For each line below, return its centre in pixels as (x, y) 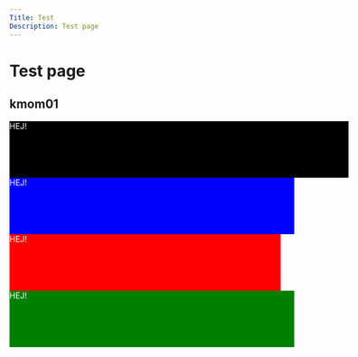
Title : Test (32, 18)
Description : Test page (54, 26)
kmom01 (34, 104)
